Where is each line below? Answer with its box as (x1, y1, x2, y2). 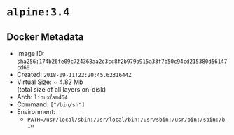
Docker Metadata (6, 31, 84, 43)
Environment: (16, 108, 55, 115)
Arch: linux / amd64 (16, 93, 68, 101)
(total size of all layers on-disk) (16, 85, 106, 93)
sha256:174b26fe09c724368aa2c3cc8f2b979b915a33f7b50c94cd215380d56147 (16, 58, 228, 65)
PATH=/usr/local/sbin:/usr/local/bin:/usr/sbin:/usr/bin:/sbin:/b (27, 116, 226, 123)
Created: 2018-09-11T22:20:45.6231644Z (16, 71, 132, 78)
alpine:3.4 (6, 6, 70, 19)
